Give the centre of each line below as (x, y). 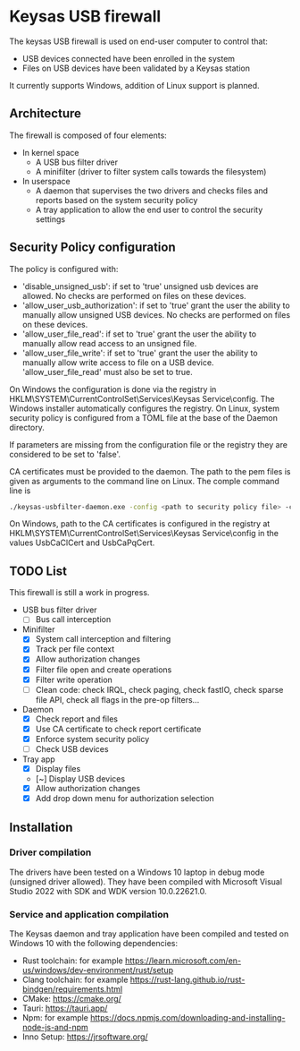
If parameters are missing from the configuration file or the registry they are (149, 444)
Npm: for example (55, 1018)
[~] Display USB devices (80, 779)
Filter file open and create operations (104, 670)
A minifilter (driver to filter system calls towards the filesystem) (151, 171)
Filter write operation (74, 679)
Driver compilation (50, 852)
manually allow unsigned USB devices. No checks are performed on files (156, 314)
